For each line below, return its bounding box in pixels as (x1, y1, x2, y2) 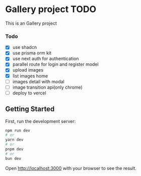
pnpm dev (5, 147, 24, 152)
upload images (12, 67, 44, 73)
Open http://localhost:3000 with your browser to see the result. (5, 165, 137, 171)
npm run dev (5, 128, 30, 133)
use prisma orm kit (12, 50, 52, 56)
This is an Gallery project (5, 20, 57, 26)
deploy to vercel (12, 90, 46, 96)
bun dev (5, 156, 22, 161)
